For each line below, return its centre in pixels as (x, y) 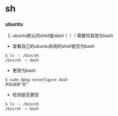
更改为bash (24, 71)
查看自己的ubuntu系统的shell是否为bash (53, 46)
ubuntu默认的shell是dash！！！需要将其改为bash (63, 36)
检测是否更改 (25, 95)
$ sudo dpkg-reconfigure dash (37, 80)
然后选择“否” (17, 85)
